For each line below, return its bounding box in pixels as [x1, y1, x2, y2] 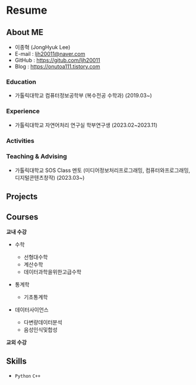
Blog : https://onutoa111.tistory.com [14, 63, 100, 70]
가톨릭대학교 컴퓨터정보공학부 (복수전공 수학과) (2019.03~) [14, 92, 153, 99]
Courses [6, 212, 39, 222]
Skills [6, 357, 27, 367]
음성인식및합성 [23, 326, 58, 333]
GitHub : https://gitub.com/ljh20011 [14, 57, 100, 63]
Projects [6, 192, 38, 202]
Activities [6, 136, 34, 145]
